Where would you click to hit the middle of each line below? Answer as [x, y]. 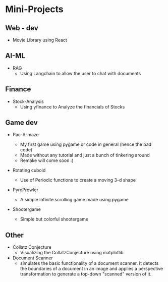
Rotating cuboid [29, 171]
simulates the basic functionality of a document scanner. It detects [89, 263]
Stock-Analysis [28, 101]
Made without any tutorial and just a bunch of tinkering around [85, 155]
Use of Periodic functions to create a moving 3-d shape [78, 180]
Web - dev [22, 28]
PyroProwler [25, 190]
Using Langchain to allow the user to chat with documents [80, 73]
